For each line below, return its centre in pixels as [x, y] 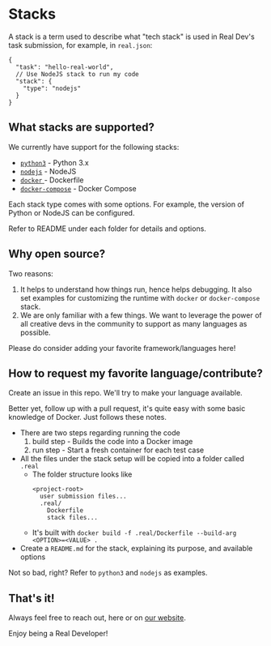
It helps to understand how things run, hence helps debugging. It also [136, 289]
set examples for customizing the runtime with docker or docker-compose [140, 297]
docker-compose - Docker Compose [78, 188]
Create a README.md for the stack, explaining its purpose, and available [136, 549]
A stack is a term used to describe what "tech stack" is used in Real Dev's [131, 36]
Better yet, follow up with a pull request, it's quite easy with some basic [127, 409]
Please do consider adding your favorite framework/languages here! [122, 348]
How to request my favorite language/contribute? [135, 373]
